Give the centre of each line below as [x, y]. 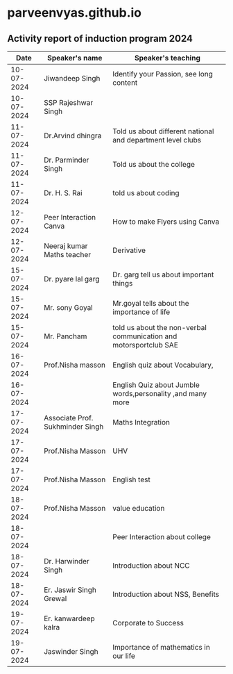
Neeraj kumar [66, 246]
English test [131, 479]
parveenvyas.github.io [75, 13]
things [123, 283]
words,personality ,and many [159, 394]
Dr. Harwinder [67, 561]
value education [139, 508]
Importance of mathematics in [161, 647]
